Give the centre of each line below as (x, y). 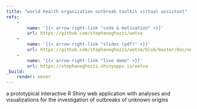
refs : (13, 17)
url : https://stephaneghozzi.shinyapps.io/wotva (88, 66)
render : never (34, 77)
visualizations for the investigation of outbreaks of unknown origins (87, 100)
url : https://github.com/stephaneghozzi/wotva (85, 33)
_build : (16, 71)
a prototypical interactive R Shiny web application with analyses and (88, 94)
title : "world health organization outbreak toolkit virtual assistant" (97, 11)
